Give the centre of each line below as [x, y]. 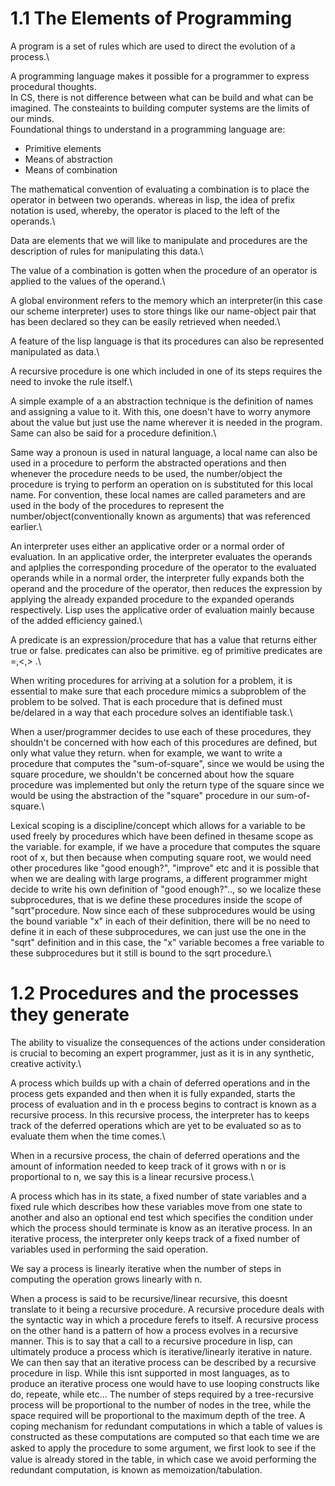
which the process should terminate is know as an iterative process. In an [161, 1228]
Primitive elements [63, 148]
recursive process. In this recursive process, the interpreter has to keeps [160, 1114]
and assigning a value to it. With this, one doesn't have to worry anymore [160, 411]
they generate [70, 1014]
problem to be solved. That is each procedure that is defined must [146, 701]
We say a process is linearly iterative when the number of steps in [146, 1268]
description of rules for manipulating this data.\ [107, 251]
